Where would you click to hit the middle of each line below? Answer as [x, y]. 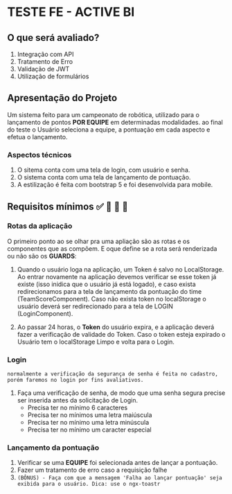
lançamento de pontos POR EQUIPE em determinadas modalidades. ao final [115, 122]
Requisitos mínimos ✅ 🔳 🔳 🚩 [68, 206]
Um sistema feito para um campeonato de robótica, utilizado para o [103, 114]
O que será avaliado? [53, 38]
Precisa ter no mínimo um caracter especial [89, 430]
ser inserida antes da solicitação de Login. [78, 400]
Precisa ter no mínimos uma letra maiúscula [90, 415]
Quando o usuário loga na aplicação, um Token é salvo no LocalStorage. [121, 269]
